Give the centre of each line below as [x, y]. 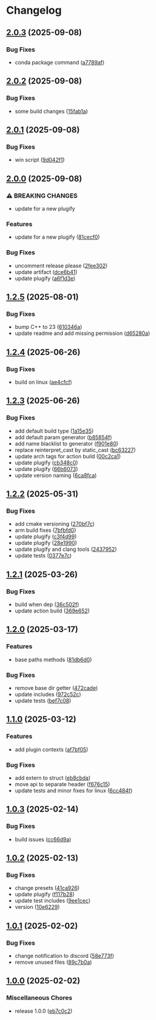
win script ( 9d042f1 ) [40, 160]
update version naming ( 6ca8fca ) [56, 475]
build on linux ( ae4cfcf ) [43, 382]
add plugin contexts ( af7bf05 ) [51, 749]
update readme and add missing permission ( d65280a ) [82, 333]
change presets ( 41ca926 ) [47, 888]
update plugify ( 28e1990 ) [46, 543]
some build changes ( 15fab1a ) [51, 111]
